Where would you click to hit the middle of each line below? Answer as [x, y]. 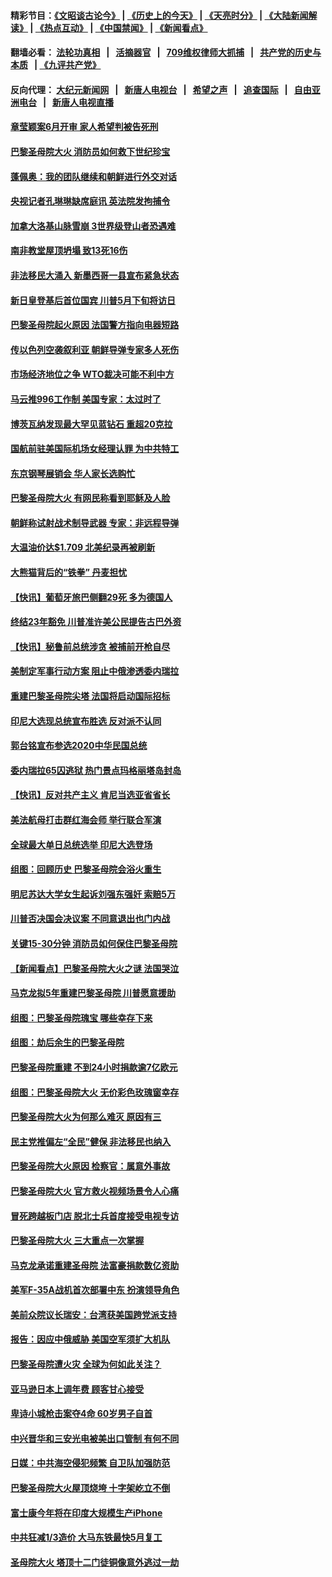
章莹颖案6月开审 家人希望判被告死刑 [84, 127]
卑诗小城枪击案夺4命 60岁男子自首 [81, 1414]
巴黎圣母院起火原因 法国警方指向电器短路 [95, 325]
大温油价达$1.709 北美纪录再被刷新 [83, 547]
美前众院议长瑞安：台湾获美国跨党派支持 [93, 1314]
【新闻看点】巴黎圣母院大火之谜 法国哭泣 [95, 968]
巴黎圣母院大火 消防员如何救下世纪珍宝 [90, 151]
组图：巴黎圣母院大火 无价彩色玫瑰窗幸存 [95, 1092]
